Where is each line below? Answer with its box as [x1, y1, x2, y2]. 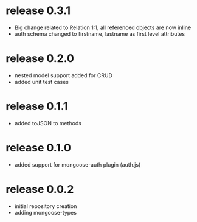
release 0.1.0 [5, 141, 71, 154]
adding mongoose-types [14, 209, 77, 216]
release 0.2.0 [5, 52, 74, 66]
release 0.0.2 [5, 182, 74, 196]
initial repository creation [14, 202, 77, 210]
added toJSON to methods [14, 119, 81, 127]
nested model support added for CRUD [14, 71, 113, 79]
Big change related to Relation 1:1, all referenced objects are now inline [14, 24, 192, 31]
